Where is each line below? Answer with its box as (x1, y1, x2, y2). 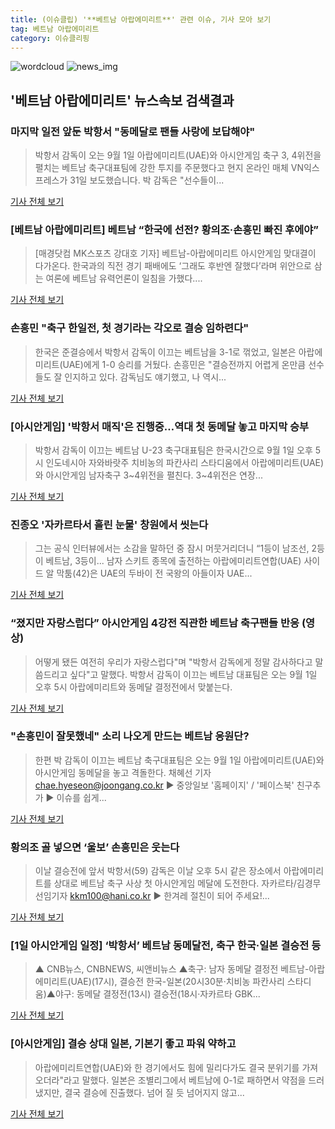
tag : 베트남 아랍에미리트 (10, 24, 100, 34)
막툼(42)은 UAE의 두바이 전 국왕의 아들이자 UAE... (56, 567, 253, 580)
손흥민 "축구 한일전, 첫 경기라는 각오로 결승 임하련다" (10, 321, 250, 335)
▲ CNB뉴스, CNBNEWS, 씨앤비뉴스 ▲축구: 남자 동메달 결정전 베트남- (34, 963, 310, 975)
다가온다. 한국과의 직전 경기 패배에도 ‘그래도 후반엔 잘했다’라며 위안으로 (34, 260, 312, 272)
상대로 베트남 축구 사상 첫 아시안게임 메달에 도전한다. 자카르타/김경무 (53, 877, 322, 890)
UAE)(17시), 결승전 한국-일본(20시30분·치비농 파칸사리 (70, 976, 285, 988)
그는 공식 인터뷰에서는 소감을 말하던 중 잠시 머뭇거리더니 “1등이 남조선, (34, 542, 310, 555)
